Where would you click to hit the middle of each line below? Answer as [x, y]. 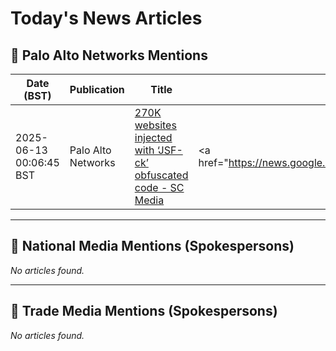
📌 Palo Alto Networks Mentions [109, 55]
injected [153, 137]
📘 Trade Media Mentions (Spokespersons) [144, 311]
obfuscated [161, 175]
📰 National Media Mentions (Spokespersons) [152, 246]
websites [155, 125]
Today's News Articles [106, 18]
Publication [97, 89]
